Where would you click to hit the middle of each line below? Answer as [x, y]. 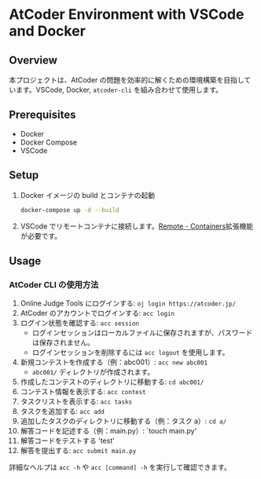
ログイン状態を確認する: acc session [80, 323]
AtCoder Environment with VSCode [127, 15]
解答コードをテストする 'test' [67, 441]
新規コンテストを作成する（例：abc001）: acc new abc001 [114, 362]
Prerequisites [42, 115]
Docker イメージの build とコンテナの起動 [88, 195]
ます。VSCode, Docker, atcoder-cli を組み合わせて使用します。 [119, 90]
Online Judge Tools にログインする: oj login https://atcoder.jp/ [128, 303]
